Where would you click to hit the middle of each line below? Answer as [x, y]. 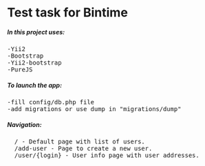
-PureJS [20, 70]
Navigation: [25, 124]
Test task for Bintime [68, 13]
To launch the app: [35, 85]
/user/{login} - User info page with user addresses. [107, 155]
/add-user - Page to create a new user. [83, 149]
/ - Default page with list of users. [80, 142]
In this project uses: [36, 32]
